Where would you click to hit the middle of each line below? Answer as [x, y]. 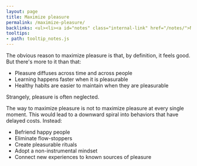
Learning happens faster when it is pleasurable [71, 79]
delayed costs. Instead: [34, 121]
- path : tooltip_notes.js [38, 39]
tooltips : [18, 33]
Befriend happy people [42, 132]
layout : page [22, 11]
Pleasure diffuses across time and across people [74, 73]
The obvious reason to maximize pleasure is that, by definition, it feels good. [98, 55]
